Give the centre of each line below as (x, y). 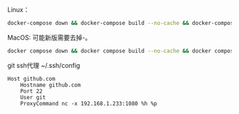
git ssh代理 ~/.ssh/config (44, 65)
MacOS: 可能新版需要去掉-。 (49, 38)
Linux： (18, 10)
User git (33, 97)
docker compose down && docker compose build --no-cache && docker (110, 51)
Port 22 (31, 91)
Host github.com (31, 79)
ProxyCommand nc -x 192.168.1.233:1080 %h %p (89, 103)
